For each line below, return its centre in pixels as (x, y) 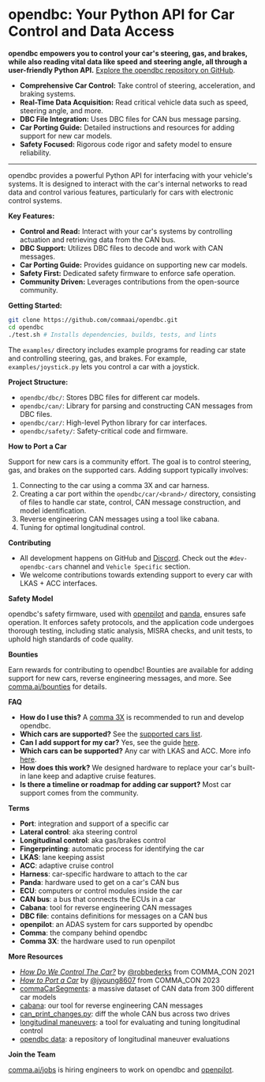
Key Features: (32, 216)
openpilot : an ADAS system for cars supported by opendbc (116, 924)
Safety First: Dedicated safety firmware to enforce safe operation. (127, 273)
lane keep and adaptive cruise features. (91, 776)
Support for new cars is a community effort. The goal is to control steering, (130, 461)
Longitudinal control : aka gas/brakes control (93, 840)
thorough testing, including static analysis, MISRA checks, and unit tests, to (131, 630)
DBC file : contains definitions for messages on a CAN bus (113, 916)
